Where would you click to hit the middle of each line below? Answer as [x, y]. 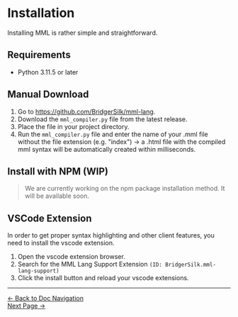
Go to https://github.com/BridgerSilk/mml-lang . [86, 111]
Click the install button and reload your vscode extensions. [103, 278]
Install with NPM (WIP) [58, 171]
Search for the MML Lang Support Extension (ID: [90, 265]
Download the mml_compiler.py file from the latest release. [102, 119]
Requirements [39, 55]
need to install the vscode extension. [61, 243]
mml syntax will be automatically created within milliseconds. [107, 149]
